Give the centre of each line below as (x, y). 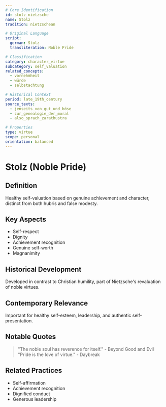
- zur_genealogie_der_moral (40, 113)
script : (13, 38)
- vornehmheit (25, 76)
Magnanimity (26, 253)
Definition (21, 186)
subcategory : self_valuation (36, 66)
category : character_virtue (35, 62)
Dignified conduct (31, 394)
